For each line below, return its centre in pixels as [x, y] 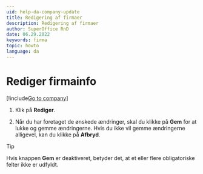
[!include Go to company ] [37, 98]
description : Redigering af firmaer [52, 23]
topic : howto [23, 46]
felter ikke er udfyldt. [32, 164]
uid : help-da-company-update [43, 12]
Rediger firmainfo [52, 81]
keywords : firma [27, 40]
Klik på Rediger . [35, 110]
